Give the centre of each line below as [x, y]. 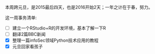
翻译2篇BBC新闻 [29, 34]
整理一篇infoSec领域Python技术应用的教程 [55, 40]
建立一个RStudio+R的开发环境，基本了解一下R [59, 28]
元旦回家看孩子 [27, 47]
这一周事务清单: [21, 18]
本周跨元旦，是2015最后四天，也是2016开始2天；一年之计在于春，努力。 [79, 7]
